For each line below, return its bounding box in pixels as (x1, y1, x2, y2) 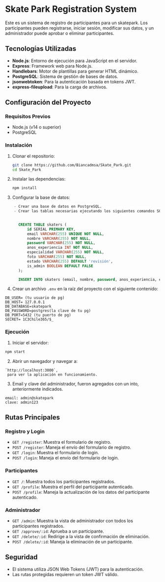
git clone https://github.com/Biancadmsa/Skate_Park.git (12, 162, 132, 167)
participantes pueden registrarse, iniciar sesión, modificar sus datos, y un (5, 25, 154, 31)
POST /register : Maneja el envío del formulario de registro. (12, 444, 132, 450)
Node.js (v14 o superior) (12, 124, 61, 130)
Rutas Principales (5, 413, 60, 422)
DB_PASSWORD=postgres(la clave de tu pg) (5, 309, 91, 313)
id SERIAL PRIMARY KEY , (27, 227, 76, 232)
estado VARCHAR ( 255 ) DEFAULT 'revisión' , (27, 259, 113, 264)
